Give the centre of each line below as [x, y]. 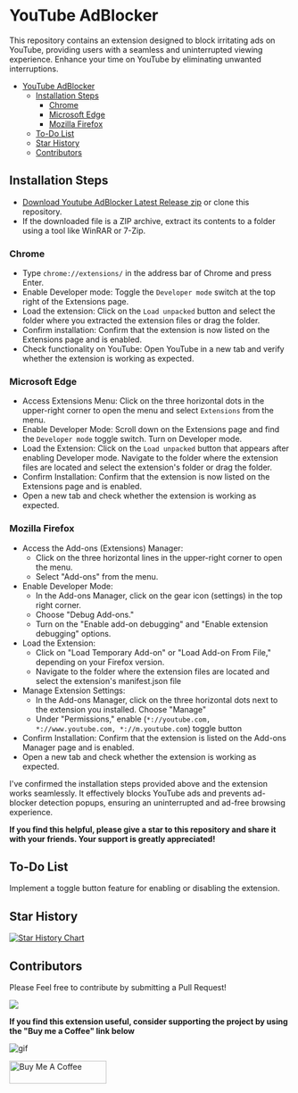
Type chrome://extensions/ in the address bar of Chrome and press [147, 273]
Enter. [33, 283]
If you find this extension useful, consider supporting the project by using [149, 1022]
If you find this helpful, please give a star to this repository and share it [143, 829]
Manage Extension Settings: [74, 690]
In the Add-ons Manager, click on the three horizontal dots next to [157, 700]
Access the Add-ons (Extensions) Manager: [103, 548]
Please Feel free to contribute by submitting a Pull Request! [118, 988]
